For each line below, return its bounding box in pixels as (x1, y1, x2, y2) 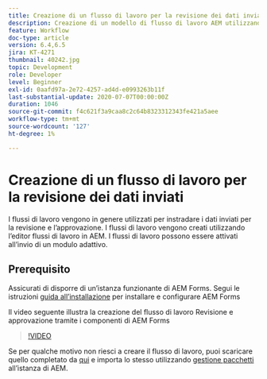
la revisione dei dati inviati (8, 188, 184, 206)
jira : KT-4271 (8, 48, 56, 56)
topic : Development (8, 64, 73, 72)
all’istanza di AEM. (8, 363, 69, 373)
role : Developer (8, 71, 62, 79)
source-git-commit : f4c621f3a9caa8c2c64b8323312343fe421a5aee (8, 108, 219, 116)
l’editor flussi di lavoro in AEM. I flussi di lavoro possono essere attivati (8, 231, 238, 241)
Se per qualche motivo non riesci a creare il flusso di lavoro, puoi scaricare (8, 346, 253, 356)
